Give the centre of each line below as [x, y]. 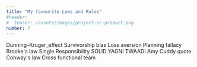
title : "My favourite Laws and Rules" [54, 12]
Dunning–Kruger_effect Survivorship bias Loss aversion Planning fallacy [94, 45]
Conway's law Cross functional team [51, 58]
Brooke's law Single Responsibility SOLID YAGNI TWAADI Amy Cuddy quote [99, 52]
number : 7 [18, 28]
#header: [17, 17]
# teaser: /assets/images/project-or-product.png [70, 23]
